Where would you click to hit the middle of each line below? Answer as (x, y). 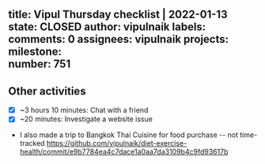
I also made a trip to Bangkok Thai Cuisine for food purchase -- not (129, 135)
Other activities (47, 91)
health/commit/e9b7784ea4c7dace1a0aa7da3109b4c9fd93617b (124, 152)
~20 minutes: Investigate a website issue (86, 119)
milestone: (35, 52)
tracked (32, 143)
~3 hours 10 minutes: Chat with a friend (84, 110)
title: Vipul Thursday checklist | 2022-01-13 (118, 15)
